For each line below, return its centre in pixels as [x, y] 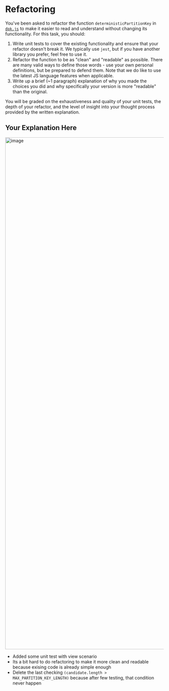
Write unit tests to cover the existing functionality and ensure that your [85, 43]
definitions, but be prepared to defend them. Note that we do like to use [87, 70]
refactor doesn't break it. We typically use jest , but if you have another [86, 49]
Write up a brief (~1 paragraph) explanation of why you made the [79, 81]
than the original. [30, 91]
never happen [27, 683]
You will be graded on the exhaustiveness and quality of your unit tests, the [83, 101]
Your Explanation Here [41, 128]
